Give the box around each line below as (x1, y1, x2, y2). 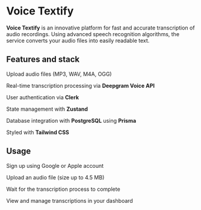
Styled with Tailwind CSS (6, 128, 69, 136)
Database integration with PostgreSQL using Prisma (6, 117, 137, 124)
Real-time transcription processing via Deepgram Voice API (6, 82, 155, 89)
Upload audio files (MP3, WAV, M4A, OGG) (6, 70, 113, 78)
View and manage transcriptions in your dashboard (6, 197, 134, 204)
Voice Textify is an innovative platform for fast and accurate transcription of (6, 24, 195, 31)
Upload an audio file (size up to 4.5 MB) (6, 173, 105, 181)
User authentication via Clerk (6, 93, 79, 100)
